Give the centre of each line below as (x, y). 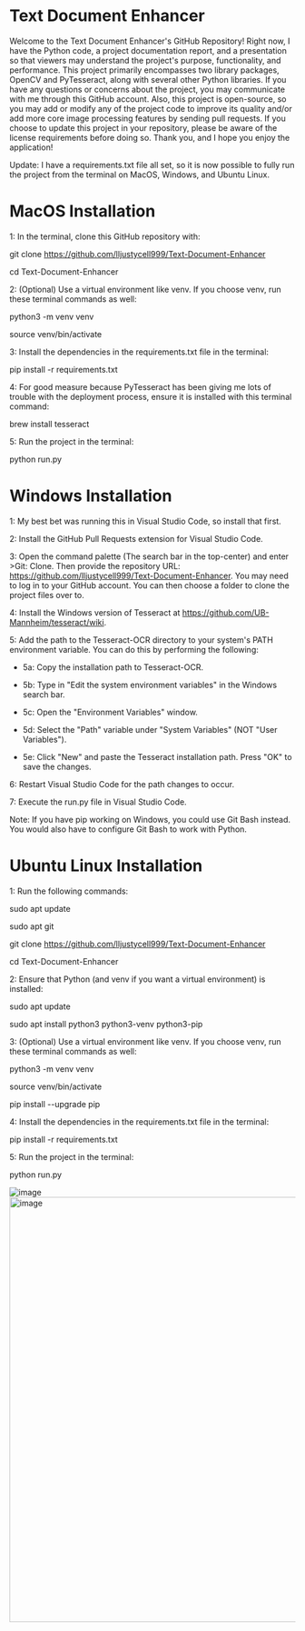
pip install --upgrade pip (55, 1104)
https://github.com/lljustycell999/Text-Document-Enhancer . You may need (149, 575)
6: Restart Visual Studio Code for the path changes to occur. (122, 784)
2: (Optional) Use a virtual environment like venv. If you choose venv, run (145, 289)
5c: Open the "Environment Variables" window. (110, 712)
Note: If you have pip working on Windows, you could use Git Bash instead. (150, 819)
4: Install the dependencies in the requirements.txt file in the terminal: (139, 1121)
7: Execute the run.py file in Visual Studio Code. (98, 802)
